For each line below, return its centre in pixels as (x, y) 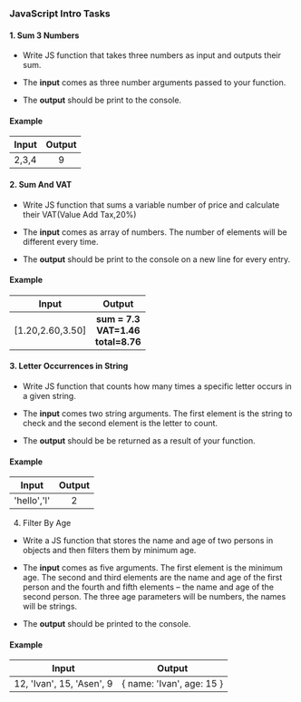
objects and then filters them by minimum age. (109, 551)
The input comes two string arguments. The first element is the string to (157, 413)
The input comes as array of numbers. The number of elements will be (155, 232)
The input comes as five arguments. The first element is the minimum (153, 568)
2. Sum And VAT (41, 184)
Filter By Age (47, 523)
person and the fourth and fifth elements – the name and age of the (148, 587)
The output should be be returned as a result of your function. (139, 440)
